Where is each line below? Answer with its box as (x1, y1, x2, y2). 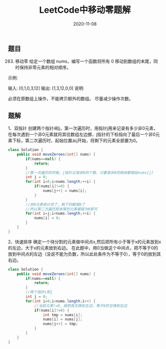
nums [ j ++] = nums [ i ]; (42, 188, 87, 193)
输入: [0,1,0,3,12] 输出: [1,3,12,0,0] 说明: (8, 85, 84, 91)
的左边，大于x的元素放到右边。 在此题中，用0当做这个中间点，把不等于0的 (8, 245, 158, 251)
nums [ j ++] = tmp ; (42, 322, 79, 326)
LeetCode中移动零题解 (39, 4, 131, 16)
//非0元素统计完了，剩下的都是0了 (25, 202, 85, 207)
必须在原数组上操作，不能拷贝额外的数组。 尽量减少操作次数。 (8, 96, 133, 102)
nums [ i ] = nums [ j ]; (42, 317, 83, 322)
